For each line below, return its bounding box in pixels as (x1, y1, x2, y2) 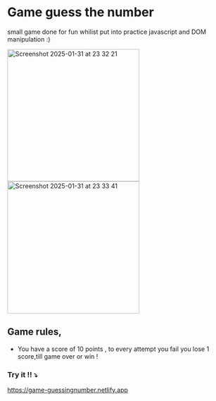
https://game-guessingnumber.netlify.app (7, 385, 129, 395)
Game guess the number (7, 4, 155, 20)
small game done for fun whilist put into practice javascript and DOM (7, 27, 206, 36)
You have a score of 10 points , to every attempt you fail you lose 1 (17, 345, 210, 353)
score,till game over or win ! (17, 352, 99, 360)
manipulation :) (7, 35, 51, 43)
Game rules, (7, 326, 62, 338)
